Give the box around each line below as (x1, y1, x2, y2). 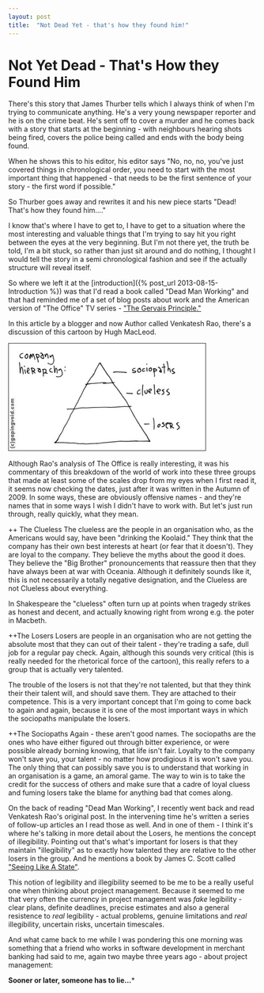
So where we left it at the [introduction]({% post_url (8, 278, 176, 288)
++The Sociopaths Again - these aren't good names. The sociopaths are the (8, 729, 257, 739)
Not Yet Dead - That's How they (8, 56, 220, 74)
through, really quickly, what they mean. (8, 509, 139, 519)
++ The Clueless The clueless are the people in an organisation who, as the (8, 525, 255, 535)
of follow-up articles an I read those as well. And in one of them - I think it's (8, 820, 254, 830)
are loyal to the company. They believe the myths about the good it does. (8, 550, 247, 560)
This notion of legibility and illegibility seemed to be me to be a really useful (8, 877, 255, 887)
